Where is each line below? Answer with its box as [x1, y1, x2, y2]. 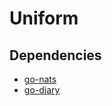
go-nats [23, 73, 57, 85]
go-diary [23, 84, 61, 96]
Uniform [9, 7, 79, 30]
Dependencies [9, 47, 102, 64]
